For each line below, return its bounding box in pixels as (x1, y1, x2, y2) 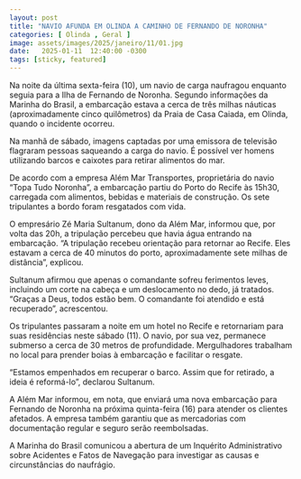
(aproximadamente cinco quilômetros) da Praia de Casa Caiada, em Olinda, (9, 109, 288, 119)
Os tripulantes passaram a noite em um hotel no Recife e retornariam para (9, 321, 284, 331)
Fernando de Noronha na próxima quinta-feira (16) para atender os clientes (9, 403, 288, 414)
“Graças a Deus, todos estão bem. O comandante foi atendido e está (9, 294, 265, 304)
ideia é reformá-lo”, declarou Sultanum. (9, 376, 155, 387)
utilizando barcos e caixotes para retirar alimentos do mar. (9, 155, 225, 165)
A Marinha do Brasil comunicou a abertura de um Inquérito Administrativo (9, 440, 282, 451)
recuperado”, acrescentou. (9, 303, 108, 314)
